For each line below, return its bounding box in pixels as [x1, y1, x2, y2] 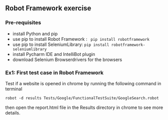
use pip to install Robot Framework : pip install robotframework [12, 36, 150, 42]
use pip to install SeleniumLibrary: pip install [12, 41, 109, 47]
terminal [5, 86, 23, 92]
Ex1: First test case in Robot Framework [5, 69, 104, 76]
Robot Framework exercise [5, 4, 92, 13]
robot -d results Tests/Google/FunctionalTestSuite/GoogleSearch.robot [5, 95, 159, 100]
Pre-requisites [5, 19, 41, 26]
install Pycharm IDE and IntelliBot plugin [12, 51, 95, 57]
